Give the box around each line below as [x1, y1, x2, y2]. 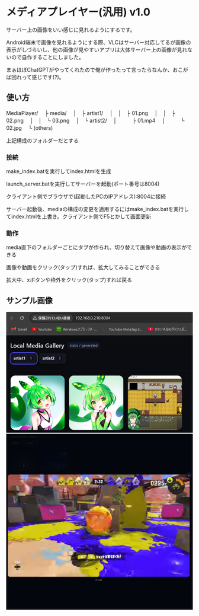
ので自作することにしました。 [11, 53, 84, 60]
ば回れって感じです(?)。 [6, 74, 65, 81]
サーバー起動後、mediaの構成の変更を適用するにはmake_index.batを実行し [6, 206, 190, 213]
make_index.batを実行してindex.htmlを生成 [6, 168, 111, 175]
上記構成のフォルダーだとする [6, 137, 79, 144]
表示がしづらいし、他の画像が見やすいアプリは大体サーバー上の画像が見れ [6, 46, 188, 53]
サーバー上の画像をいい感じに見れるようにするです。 [6, 26, 136, 33]
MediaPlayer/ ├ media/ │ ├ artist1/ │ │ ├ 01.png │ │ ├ [6, 109, 176, 116]
